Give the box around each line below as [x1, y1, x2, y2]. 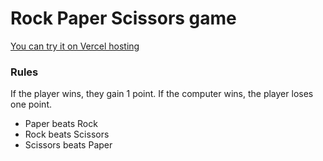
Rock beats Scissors [24, 128, 110, 141]
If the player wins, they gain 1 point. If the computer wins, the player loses [10, 88, 314, 100]
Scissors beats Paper [24, 139, 113, 151]
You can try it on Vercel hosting [10, 40, 140, 52]
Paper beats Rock [24, 118, 98, 130]
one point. [10, 98, 53, 111]
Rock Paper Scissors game [10, 7, 237, 30]
